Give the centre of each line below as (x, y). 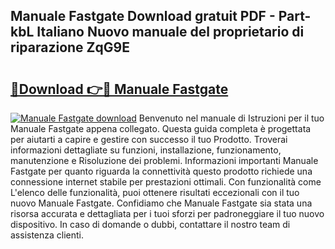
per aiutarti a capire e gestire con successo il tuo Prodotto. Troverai (149, 139)
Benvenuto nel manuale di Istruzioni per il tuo (231, 118)
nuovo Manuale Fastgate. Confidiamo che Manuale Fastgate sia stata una (161, 203)
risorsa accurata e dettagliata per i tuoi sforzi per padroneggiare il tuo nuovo (167, 213)
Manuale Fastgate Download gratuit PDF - (143, 16)
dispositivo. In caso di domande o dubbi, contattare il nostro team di (150, 224)
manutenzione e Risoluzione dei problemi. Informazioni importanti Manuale (164, 160)
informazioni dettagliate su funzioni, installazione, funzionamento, (146, 150)
